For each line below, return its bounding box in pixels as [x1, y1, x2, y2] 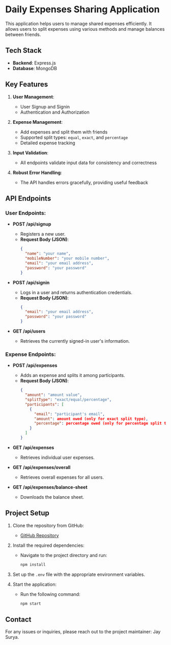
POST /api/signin [12, 279, 50, 285]
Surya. [5, 634, 19, 640]
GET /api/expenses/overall [12, 464, 71, 470]
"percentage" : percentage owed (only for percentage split [34, 421, 162, 426]
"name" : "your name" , [24, 251, 71, 256]
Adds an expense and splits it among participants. [20, 372, 126, 379]
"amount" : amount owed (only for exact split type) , [34, 416, 149, 421]
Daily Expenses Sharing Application [5, 4, 160, 15]
